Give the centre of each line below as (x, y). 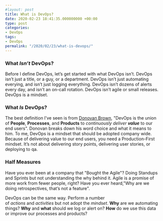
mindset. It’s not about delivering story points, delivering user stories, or (78, 144)
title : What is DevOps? (29, 14)
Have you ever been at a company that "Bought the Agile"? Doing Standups (81, 172)
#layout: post (20, 10)
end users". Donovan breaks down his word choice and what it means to (78, 128)
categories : (17, 28)
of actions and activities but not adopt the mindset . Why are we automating (81, 203)
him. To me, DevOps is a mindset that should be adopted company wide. (79, 134)
